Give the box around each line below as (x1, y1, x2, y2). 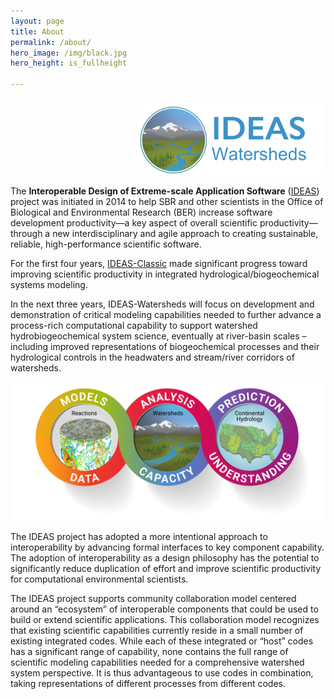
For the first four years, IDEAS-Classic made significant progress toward (10, 257, 308, 269)
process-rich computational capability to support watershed (10, 319, 258, 331)
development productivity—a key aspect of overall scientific (10, 216, 258, 229)
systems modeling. (10, 278, 88, 290)
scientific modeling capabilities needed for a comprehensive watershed (10, 656, 305, 668)
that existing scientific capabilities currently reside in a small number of (10, 624, 304, 636)
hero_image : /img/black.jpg (10, 48, 128, 58)
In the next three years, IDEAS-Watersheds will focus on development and (10, 298, 315, 310)
